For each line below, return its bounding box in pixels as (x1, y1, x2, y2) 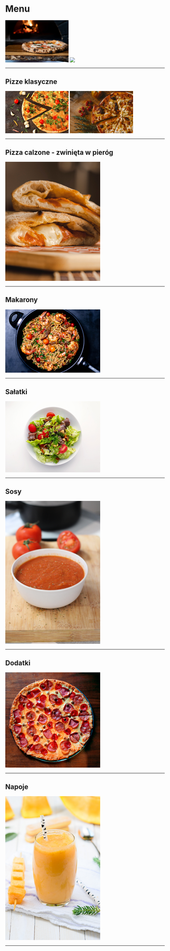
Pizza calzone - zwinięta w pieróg (5, 148, 114, 156)
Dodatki (5, 658, 31, 667)
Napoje (5, 782, 29, 791)
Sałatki (5, 387, 28, 396)
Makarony (5, 296, 38, 304)
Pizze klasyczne (5, 77, 58, 86)
